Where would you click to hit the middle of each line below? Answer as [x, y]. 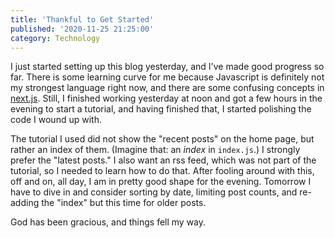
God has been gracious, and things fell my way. [108, 222]
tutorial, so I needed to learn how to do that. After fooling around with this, [162, 171]
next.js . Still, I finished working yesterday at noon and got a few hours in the [166, 98]
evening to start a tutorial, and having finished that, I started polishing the [161, 109]
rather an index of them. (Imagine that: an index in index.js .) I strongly [155, 150]
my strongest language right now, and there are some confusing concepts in [167, 88]
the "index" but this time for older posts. [124, 203]
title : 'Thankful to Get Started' [82, 19]
